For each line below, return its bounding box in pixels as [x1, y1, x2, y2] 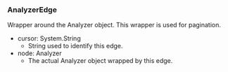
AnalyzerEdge [7, 5, 58, 15]
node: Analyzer [17, 49, 62, 57]
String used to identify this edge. [27, 42, 123, 50]
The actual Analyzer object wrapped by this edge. [27, 57, 173, 65]
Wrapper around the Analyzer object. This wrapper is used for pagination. [7, 21, 222, 29]
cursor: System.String [17, 34, 81, 43]
